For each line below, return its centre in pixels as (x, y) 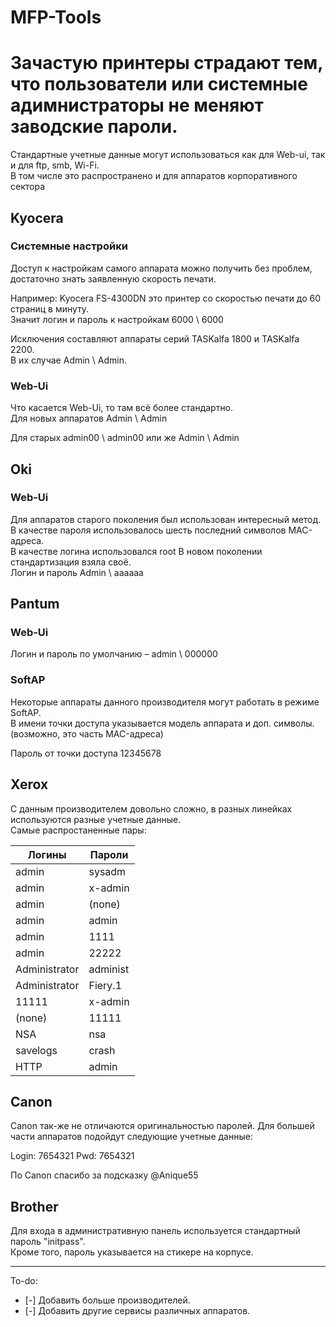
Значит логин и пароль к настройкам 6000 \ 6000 (117, 319)
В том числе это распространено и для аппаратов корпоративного (154, 176)
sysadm (107, 871)
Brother (34, 1206)
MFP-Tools (56, 17)
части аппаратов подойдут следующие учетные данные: (131, 1137)
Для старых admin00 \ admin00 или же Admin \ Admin (125, 438)
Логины (47, 854)
